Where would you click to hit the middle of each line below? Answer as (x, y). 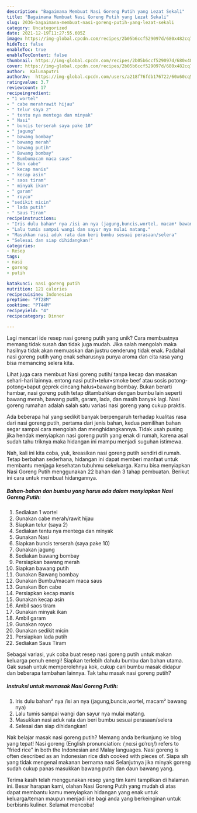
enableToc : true (26, 50)
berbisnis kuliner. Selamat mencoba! (50, 805)
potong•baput (24, 387)
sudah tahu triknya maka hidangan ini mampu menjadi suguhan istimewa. (95, 441)
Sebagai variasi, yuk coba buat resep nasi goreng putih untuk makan (89, 654)
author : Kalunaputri (33, 71)
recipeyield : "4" (28, 311)
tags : (13, 257)
